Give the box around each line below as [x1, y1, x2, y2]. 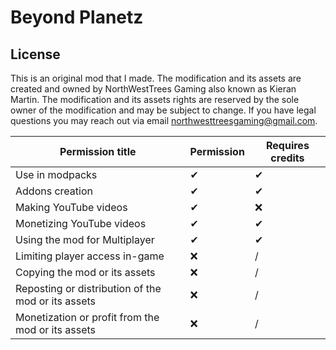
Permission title [59, 145, 137, 158]
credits [270, 151, 305, 165]
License [10, 46, 61, 63]
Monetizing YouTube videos [15, 217, 147, 230]
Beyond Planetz [10, 6, 144, 29]
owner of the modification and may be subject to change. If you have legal [10, 104, 317, 116]
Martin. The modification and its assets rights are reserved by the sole [10, 94, 300, 105]
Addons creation [15, 184, 93, 198]
